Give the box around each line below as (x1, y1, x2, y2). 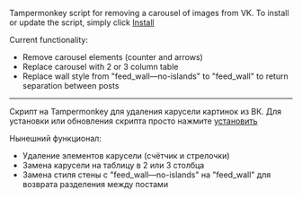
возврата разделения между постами (22, 179, 169, 189)
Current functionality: (9, 35, 88, 45)
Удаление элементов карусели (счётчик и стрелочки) (22, 151, 231, 160)
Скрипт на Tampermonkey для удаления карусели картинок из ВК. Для (9, 107, 282, 116)
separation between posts (22, 81, 120, 90)
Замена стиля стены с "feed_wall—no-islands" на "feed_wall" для (22, 169, 271, 180)
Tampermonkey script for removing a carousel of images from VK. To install (9, 8, 289, 18)
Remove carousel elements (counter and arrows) (22, 52, 204, 62)
